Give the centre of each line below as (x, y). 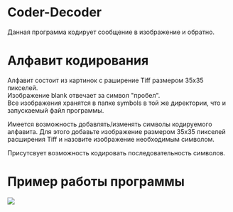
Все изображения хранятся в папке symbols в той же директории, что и (116, 103)
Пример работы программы (96, 182)
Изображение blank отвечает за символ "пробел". (84, 95)
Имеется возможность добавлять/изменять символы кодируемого (110, 124)
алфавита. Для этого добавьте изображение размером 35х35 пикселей (116, 131)
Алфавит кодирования (78, 61)
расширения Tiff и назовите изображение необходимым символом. (111, 139)
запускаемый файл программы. (56, 110)
